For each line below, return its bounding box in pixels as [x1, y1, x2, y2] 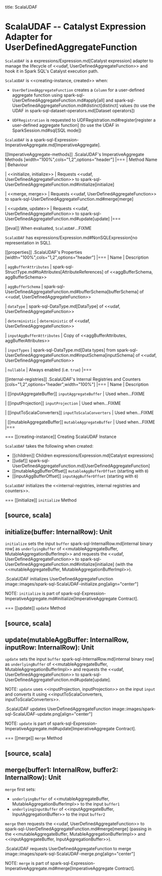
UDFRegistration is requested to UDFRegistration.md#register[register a [12, 117, 156, 123]
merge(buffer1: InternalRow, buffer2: [5, 766, 118, 774]
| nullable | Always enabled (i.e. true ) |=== [5, 367, 92, 372]
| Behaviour [5, 161, 28, 167]
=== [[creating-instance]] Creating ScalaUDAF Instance [5, 434, 116, 439]
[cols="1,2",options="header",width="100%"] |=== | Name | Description [5, 381, 149, 387]
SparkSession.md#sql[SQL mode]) [12, 127, 81, 133]
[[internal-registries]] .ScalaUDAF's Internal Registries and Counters [5, 376, 141, 382]
